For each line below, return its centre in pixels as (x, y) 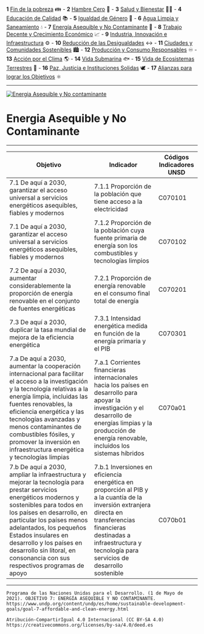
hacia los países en (121, 385)
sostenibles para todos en (46, 505)
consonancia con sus (40, 558)
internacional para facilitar (46, 374)
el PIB (102, 348)
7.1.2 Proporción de (123, 223)
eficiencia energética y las (47, 411)
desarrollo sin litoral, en (42, 550)
